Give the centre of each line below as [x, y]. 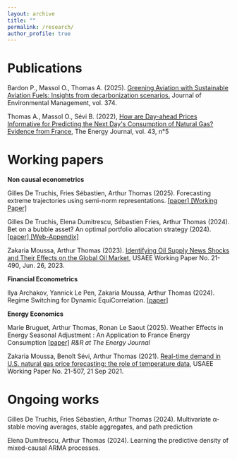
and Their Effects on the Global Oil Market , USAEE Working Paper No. [109, 258]
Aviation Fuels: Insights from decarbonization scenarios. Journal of [105, 95]
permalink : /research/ [41, 27]
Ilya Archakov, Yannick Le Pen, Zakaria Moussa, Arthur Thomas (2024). [111, 293]
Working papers [55, 160]
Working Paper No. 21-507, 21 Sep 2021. [66, 372]
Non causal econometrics [46, 180]
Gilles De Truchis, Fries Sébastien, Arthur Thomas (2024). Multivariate [109, 420]
